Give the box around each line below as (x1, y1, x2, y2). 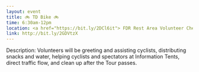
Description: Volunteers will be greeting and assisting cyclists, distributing (6, 47, 187, 54)
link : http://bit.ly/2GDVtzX (6, 31, 78, 37)
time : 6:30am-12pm (6, 19, 52, 25)
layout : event (6, 8, 41, 15)
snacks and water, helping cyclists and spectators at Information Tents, (6, 53, 180, 60)
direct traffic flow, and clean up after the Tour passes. (6, 60, 137, 67)
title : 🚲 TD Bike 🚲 (6, 14, 59, 20)
